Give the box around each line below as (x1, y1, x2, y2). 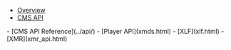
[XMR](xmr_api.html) (6, 35, 68, 43)
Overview (16, 6, 46, 14)
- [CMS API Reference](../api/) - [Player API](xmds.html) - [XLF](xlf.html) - (6, 27, 225, 35)
